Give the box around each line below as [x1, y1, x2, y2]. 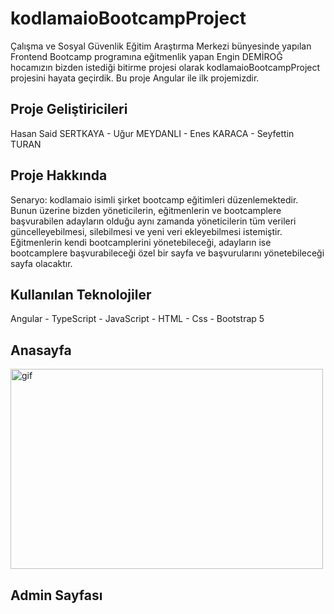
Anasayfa [10, 342, 72, 359]
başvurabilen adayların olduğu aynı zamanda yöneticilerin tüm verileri [10, 215, 297, 227]
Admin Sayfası [10, 587, 103, 604]
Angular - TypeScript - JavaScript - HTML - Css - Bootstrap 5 [10, 313, 265, 325]
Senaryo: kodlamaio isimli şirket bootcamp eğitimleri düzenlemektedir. [10, 193, 299, 206]
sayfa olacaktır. [10, 257, 73, 269]
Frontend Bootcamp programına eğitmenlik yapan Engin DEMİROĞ [10, 50, 283, 62]
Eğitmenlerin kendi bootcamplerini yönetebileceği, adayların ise [10, 236, 272, 248]
